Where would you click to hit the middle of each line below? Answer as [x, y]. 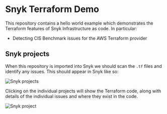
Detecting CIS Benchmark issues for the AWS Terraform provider [80, 38]
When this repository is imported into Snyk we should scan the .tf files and [83, 66]
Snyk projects [27, 54]
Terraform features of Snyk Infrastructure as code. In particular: [71, 28]
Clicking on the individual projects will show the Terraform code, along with [83, 91]
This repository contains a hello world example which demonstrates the [79, 23]
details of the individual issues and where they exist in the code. [72, 96]
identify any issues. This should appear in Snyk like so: [62, 71]
